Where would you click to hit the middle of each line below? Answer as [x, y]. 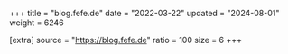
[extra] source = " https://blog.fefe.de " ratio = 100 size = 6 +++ [125, 40]
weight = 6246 [37, 22]
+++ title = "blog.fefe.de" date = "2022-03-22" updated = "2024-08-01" [144, 13]
